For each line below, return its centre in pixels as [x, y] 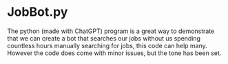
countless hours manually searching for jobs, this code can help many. [107, 45]
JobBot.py [38, 12]
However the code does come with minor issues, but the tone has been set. [114, 53]
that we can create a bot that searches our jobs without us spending [104, 38]
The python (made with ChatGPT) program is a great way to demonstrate [111, 31]
